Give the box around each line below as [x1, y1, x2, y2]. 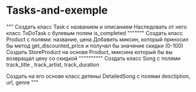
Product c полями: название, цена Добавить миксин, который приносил [6, 36, 188, 43]
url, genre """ [6, 78, 38, 86]
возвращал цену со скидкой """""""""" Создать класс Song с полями [6, 55, 181, 62]
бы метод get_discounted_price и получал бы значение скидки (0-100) [6, 42, 184, 49]
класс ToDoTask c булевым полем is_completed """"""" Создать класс [6, 29, 183, 36]
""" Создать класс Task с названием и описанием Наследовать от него [6, 23, 187, 30]
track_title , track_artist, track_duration [6, 61, 99, 68]
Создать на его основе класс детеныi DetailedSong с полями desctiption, [6, 72, 191, 80]
